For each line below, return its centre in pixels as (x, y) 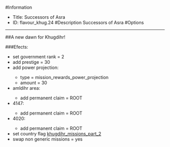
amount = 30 (33, 83)
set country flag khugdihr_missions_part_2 (57, 134)
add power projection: (36, 67)
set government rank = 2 (38, 57)
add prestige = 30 (31, 62)
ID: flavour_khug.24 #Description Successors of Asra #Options (78, 23)
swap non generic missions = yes (47, 139)
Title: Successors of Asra (39, 17)
